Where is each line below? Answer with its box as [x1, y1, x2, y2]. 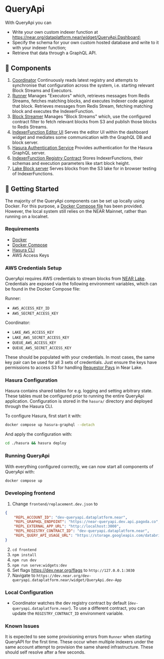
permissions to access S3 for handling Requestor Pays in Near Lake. [5, 364, 143, 370]
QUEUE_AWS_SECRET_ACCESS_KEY [12, 346, 72, 351]
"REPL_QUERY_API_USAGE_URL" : [14, 533, 73, 538]
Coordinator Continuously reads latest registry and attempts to [12, 77, 138, 83]
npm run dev [12, 558, 37, 563]
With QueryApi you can [5, 20, 52, 25]
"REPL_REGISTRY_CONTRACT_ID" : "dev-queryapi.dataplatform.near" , [14, 528, 150, 534]
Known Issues [5, 623, 40, 630]
